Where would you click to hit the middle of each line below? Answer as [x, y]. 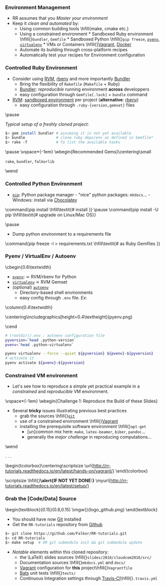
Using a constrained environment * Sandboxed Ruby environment [86, 34]
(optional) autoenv [30, 287]
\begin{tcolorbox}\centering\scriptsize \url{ [49, 466]
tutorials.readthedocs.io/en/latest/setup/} [47, 486]
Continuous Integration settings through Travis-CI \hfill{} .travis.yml [89, 579]
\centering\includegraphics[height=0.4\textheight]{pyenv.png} [69, 317]
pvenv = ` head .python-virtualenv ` [40, 345]
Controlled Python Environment [44, 184]
